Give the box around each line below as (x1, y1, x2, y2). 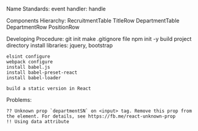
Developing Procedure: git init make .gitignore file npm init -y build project (6, 35, 192, 42)
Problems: (6, 96, 32, 103)
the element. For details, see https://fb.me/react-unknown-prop (6, 113, 175, 119)
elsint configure (6, 54, 51, 60)
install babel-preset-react (6, 69, 78, 76)
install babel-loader (6, 75, 62, 81)
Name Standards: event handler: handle (6, 5, 106, 12)
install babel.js (6, 64, 51, 70)
